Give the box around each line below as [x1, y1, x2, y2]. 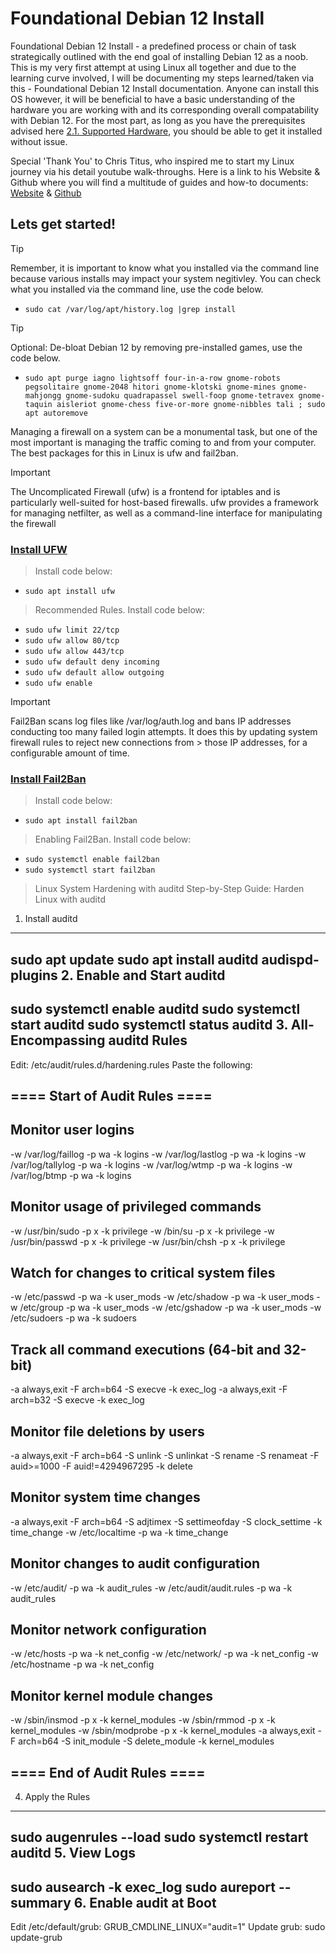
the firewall [10, 517, 57, 529]
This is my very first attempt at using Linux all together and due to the [10, 61, 297, 73]
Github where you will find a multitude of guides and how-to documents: [10, 176, 309, 188]
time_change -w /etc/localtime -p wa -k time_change [10, 1526, 229, 1538]
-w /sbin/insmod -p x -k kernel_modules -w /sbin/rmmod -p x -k [10, 1714, 276, 1726]
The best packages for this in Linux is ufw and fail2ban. [10, 447, 239, 459]
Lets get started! [10, 216, 117, 233]
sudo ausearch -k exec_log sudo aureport [10, 1878, 277, 1896]
